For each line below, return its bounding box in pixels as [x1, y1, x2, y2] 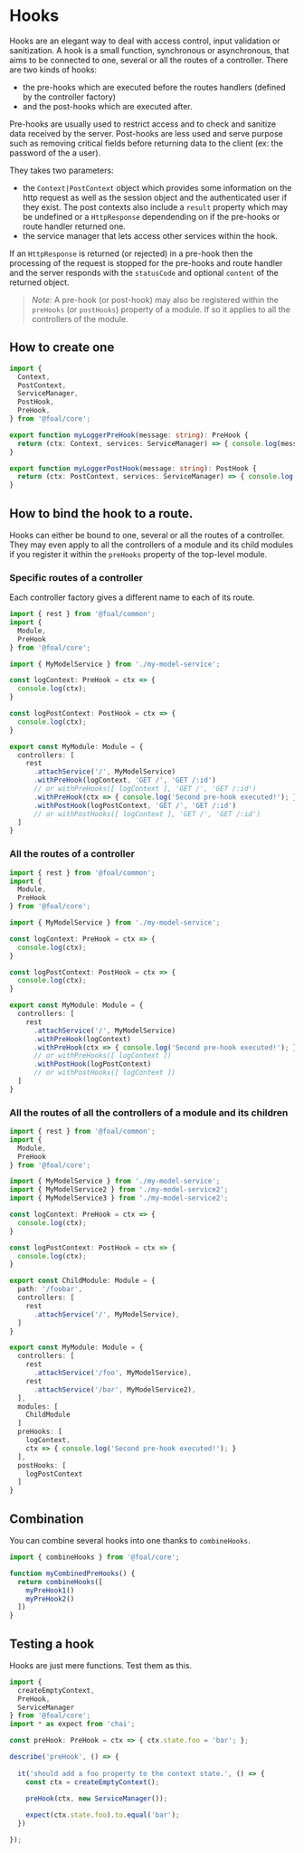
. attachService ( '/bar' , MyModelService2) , [33, 1385, 196, 1394]
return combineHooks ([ [17, 1577, 103, 1586]
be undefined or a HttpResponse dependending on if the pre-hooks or [22, 211, 280, 222]
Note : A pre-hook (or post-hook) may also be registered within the [31, 294, 279, 305]
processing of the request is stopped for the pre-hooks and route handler [9, 257, 283, 268]
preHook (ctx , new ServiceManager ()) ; [25, 1794, 168, 1803]
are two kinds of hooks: [9, 64, 98, 75]
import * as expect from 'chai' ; [9, 1720, 136, 1729]
